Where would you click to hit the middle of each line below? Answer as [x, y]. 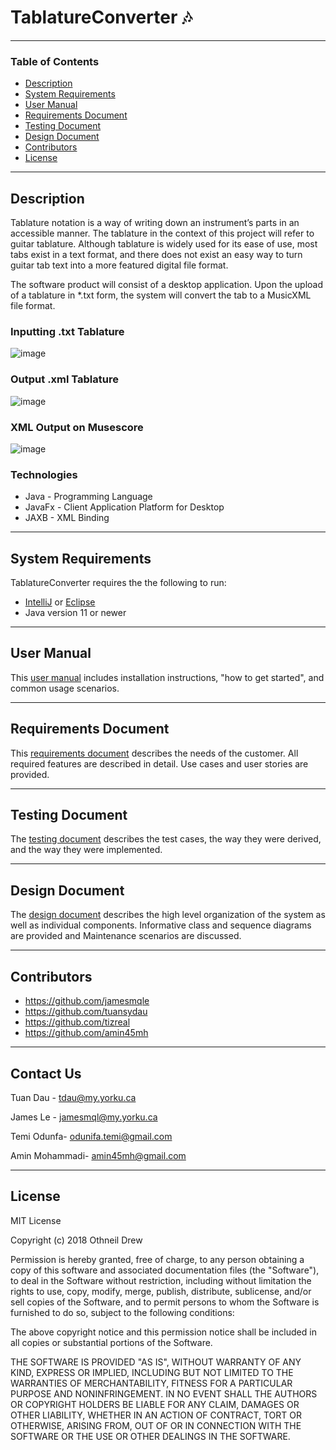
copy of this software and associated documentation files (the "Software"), [165, 1270]
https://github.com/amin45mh [86, 1033]
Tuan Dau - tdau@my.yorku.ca [73, 1097]
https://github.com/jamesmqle [87, 1001]
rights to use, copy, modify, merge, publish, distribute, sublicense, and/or [161, 1291]
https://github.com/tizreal [77, 1022]
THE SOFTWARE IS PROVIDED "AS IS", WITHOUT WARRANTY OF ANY [156, 1362]
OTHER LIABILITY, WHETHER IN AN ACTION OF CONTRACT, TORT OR [156, 1415]
